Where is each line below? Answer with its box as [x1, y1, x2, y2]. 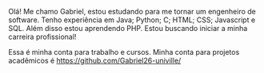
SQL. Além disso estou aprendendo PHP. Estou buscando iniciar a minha [8, 24, 248, 33]
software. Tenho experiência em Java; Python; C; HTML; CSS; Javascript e [8, 15, 256, 25]
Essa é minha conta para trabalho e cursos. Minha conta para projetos [8, 48, 240, 56]
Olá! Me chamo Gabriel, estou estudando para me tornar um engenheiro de [8, 7, 256, 16]
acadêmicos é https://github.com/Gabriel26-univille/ [8, 56, 182, 65]
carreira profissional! [8, 32, 77, 41]
